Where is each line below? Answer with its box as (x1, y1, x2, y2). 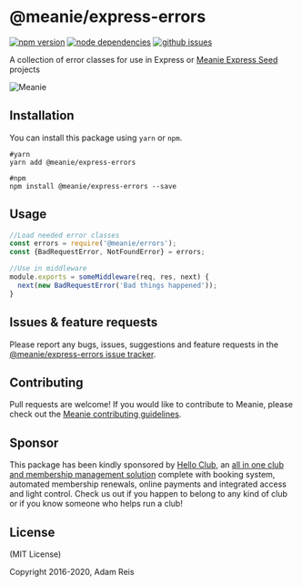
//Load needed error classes (9, 231, 120, 240)
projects (9, 64, 41, 75)
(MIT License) (9, 549, 62, 560)
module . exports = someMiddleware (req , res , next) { (9, 272, 209, 282)
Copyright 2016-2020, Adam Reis (9, 566, 135, 577)
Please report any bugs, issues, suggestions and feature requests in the (9, 339, 279, 350)
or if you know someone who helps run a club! (9, 499, 184, 509)
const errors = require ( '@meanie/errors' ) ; (9, 239, 177, 248)
